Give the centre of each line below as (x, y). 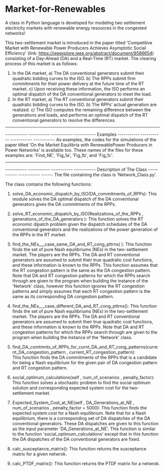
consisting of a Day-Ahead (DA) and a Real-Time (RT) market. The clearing (81, 58)
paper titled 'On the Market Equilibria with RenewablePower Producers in (79, 145)
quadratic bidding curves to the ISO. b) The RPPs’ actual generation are (84, 104)
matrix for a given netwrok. (40, 454)
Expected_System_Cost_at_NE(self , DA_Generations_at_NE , (73, 403)
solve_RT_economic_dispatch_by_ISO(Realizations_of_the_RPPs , (78, 214)
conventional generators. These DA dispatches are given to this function (85, 423)
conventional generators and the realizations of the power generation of (85, 229)
